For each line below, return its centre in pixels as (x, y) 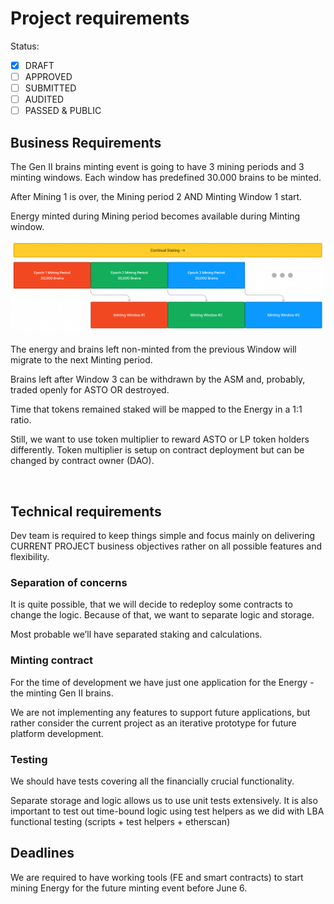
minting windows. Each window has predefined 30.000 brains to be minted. (166, 178)
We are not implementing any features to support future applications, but (160, 712)
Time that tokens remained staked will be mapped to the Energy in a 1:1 (156, 409)
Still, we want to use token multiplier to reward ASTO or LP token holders (160, 439)
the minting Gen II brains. (62, 693)
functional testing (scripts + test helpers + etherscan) (120, 821)
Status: (25, 46)
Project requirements (100, 18)
